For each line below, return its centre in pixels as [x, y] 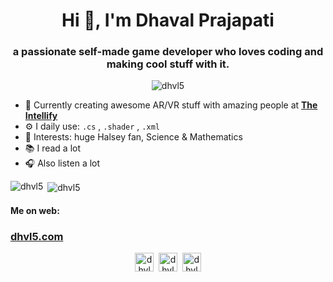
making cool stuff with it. [168, 64]
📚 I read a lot [53, 148]
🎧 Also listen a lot [62, 163]
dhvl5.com [37, 236]
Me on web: [35, 210]
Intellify [41, 116]
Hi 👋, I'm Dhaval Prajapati [168, 20]
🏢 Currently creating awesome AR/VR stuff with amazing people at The [171, 105]
